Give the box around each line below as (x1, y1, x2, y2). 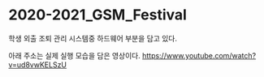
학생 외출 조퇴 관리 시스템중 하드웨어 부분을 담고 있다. (8, 33, 177, 43)
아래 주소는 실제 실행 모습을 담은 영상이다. (8, 50, 141, 60)
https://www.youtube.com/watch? (141, 50, 257, 60)
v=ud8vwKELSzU (8, 59, 67, 70)
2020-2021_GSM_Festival (8, 6, 187, 24)
